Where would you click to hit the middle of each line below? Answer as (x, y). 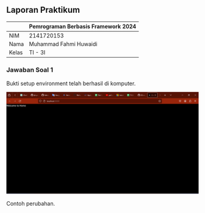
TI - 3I (37, 53)
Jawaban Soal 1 (30, 70)
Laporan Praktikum (43, 10)
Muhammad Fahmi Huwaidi (63, 44)
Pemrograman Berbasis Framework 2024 (83, 26)
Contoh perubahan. (31, 204)
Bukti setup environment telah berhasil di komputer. (71, 83)
